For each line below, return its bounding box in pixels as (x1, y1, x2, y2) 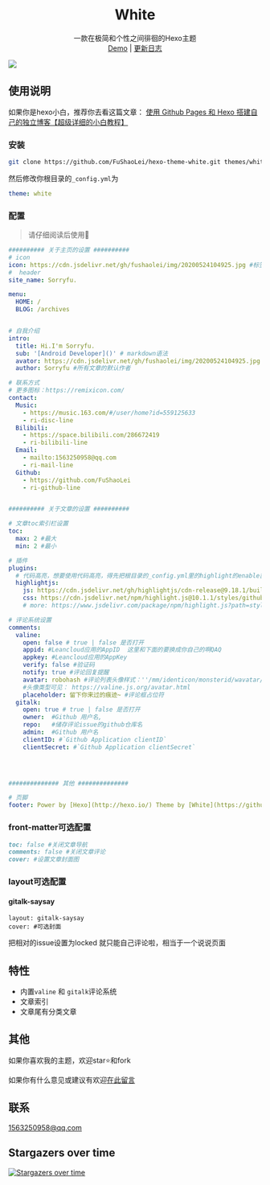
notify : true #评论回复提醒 (22, 669, 110, 677)
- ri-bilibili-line (22, 438, 88, 447)
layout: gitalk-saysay (8, 915, 84, 923)
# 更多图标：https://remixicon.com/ (8, 386, 125, 395)
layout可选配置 (8, 876, 67, 887)
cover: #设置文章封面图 (8, 855, 80, 864)
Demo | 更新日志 (108, 43, 162, 53)
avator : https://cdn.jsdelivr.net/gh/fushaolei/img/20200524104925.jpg (15, 356, 261, 365)
